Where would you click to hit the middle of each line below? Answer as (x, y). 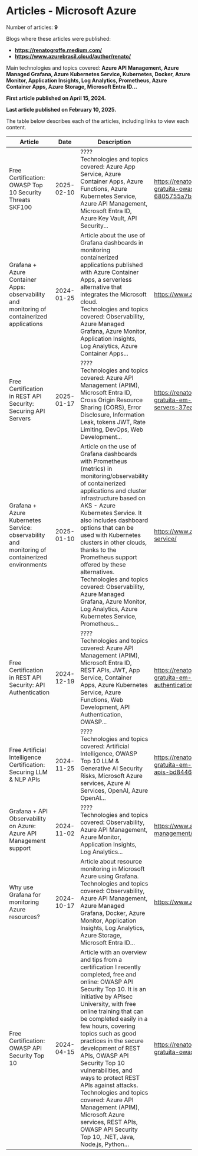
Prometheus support (109, 557)
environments (28, 564)
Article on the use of (108, 446)
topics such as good (108, 1033)
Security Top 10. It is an (113, 989)
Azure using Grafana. (110, 876)
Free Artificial (27, 750)
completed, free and (108, 974)
